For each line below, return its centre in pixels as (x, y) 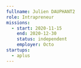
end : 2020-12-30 (37, 34)
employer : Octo (35, 45)
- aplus (21, 56)
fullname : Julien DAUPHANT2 (41, 12)
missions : (18, 22)
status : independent (42, 39)
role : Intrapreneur (30, 17)
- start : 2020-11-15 (37, 28)
